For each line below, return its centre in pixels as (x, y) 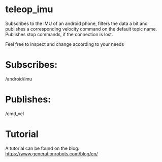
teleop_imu (29, 9)
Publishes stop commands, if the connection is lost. (59, 34)
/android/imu (19, 79)
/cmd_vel (15, 114)
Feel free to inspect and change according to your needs (65, 44)
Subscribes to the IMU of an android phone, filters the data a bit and (77, 23)
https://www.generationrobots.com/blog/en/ (52, 153)
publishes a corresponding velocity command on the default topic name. (81, 29)
